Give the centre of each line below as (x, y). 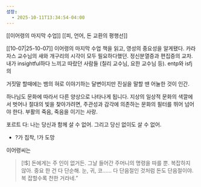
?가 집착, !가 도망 (35, 137)
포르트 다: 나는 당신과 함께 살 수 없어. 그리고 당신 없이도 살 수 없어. (84, 124)
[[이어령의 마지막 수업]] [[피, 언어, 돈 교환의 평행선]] (67, 35)
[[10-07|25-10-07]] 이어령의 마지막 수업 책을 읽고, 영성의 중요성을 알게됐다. (95, 48)
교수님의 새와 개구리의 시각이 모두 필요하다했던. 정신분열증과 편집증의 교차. (105, 55)
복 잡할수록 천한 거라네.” (49, 178)
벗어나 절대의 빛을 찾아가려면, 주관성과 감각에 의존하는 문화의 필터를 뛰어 (98, 104)
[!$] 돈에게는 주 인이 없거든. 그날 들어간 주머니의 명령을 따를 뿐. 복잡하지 (106, 163)
